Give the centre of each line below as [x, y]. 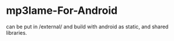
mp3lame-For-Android [62, 11]
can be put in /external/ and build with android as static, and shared [87, 27]
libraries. [17, 32]
